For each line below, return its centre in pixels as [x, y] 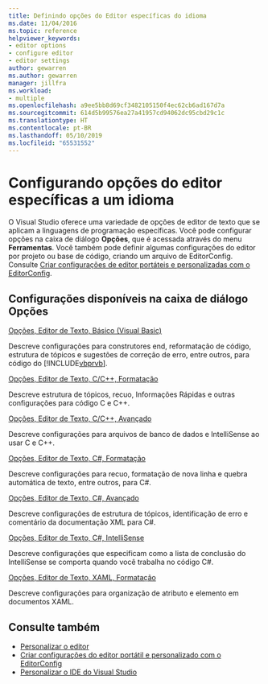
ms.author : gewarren [43, 76]
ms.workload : [30, 91]
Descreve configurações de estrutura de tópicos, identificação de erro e [128, 514]
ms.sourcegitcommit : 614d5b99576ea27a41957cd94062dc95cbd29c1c [117, 113]
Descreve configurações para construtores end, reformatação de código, [130, 346]
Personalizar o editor [55, 647]
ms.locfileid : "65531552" [52, 143]
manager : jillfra [37, 83]
